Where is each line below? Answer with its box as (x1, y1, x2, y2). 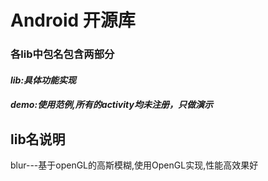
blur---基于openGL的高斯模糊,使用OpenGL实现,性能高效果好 (10, 159, 259, 171)
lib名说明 (10, 131, 66, 148)
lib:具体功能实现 (10, 74, 77, 86)
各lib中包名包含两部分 (10, 47, 115, 61)
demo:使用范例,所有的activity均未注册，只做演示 (10, 99, 213, 111)
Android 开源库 (10, 9, 136, 32)
